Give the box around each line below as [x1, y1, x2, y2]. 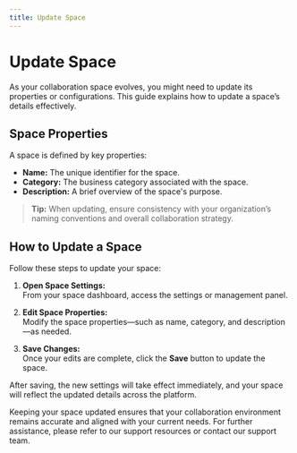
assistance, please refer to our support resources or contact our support [9, 426, 277, 437]
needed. [40, 326, 72, 337]
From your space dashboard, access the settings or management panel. [21, 290, 288, 301]
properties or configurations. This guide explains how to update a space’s [9, 90, 280, 101]
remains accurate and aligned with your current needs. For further [9, 416, 253, 427]
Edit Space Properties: [21, 307, 108, 318]
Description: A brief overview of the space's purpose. [21, 186, 223, 197]
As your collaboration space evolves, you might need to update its [9, 81, 253, 92]
